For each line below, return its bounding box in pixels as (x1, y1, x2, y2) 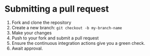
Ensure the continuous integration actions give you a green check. (11, 40, 145, 46)
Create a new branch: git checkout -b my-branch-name (11, 24, 123, 30)
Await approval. (11, 45, 43, 51)
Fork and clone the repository (11, 19, 71, 25)
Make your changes (11, 30, 52, 36)
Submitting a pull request (4, 3, 109, 15)
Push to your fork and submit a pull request (11, 35, 99, 41)
